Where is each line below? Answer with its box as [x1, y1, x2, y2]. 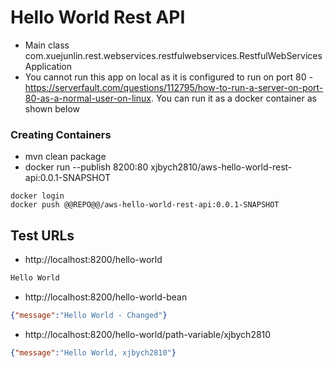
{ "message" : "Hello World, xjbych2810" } [10, 347, 177, 358]
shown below [24, 102, 80, 115]
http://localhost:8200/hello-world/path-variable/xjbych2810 [24, 328, 272, 340]
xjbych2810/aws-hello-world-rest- [150, 161, 293, 173]
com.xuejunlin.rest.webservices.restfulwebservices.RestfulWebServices [24, 49, 323, 61]
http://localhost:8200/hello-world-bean [24, 291, 188, 303]
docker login [10, 191, 65, 201]
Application [24, 60, 73, 72]
